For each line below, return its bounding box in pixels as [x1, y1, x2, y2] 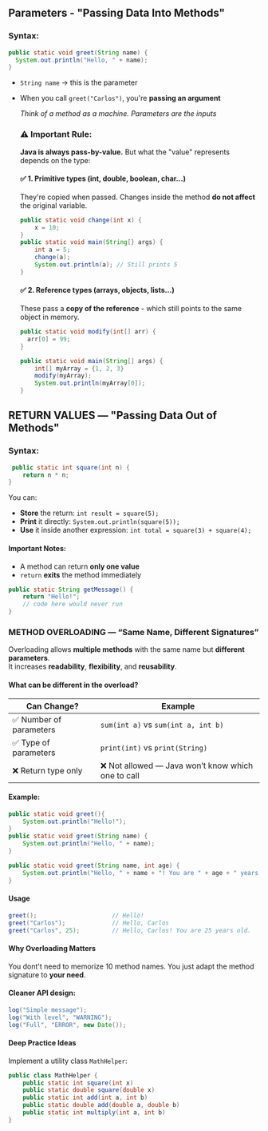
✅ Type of [12, 737, 50, 748]
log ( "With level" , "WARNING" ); [8, 1013, 112, 1021]
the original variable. [19, 200, 88, 210]
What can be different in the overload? [8, 680, 139, 689]
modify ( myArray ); [34, 372, 93, 380]
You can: [8, 493, 37, 502]
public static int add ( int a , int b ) [22, 1093, 148, 1102]
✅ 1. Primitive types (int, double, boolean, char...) [19, 174, 186, 183]
